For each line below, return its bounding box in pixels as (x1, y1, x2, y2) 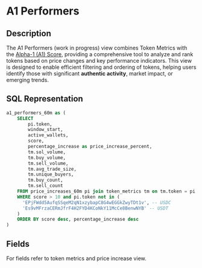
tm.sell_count (28, 183, 63, 189)
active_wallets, (28, 132, 69, 138)
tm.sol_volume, (28, 149, 66, 155)
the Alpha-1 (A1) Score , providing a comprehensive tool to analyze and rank (6, 51, 194, 58)
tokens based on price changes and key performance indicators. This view (6, 57, 192, 64)
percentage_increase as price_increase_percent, (28, 144, 153, 150)
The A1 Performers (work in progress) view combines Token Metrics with (6, 44, 188, 51)
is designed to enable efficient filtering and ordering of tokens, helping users (6, 63, 197, 71)
